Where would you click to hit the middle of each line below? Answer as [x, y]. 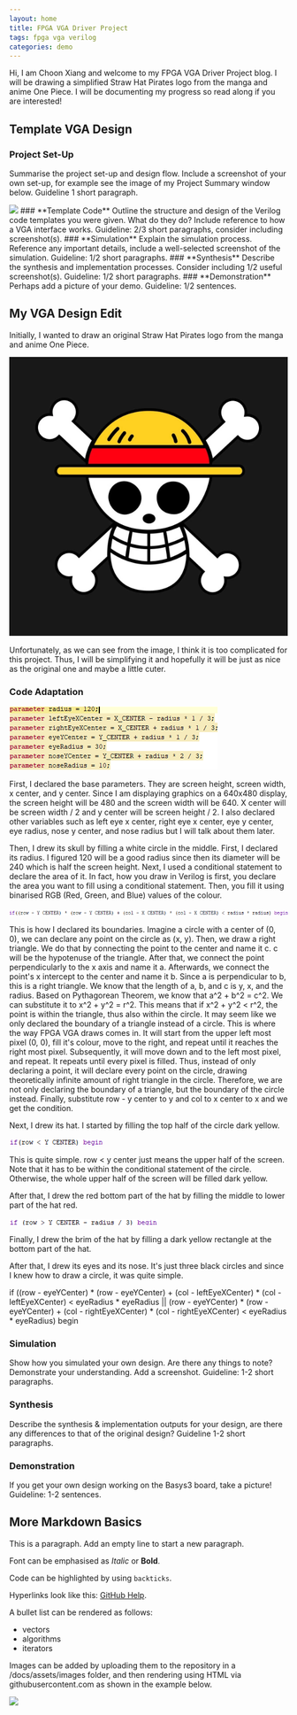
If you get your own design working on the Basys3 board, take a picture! [141, 1485]
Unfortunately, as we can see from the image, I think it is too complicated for [148, 650]
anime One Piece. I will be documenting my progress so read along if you [142, 92]
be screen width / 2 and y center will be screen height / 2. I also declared [142, 812]
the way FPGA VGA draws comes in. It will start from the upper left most [140, 1033]
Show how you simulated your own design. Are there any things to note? [141, 1363]
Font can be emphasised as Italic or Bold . [85, 1560]
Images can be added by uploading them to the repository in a [122, 1665]
